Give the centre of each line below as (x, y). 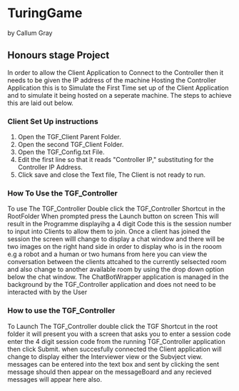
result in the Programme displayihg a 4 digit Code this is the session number (119, 224)
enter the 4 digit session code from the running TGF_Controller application (117, 341)
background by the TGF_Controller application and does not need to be (112, 285)
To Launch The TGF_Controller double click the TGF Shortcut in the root (113, 326)
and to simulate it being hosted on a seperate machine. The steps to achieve (119, 95)
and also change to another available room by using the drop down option (116, 270)
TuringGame (45, 13)
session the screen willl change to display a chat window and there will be (116, 239)
